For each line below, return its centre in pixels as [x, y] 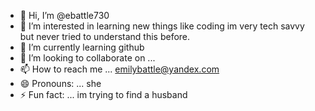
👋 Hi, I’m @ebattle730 [64, 15]
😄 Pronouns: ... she [60, 83]
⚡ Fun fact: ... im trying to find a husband [103, 94]
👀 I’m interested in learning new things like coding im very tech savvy [162, 26]
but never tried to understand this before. [105, 36]
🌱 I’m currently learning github [82, 47]
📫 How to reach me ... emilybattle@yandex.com [119, 69]
